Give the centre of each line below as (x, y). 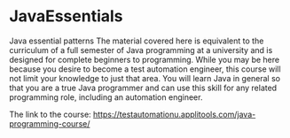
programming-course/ (50, 123)
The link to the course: (50, 114)
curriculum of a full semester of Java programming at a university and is (141, 50)
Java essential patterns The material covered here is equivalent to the (137, 41)
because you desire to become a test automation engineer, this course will (145, 69)
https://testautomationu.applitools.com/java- (174, 114)
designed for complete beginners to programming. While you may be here (145, 59)
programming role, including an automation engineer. (106, 97)
